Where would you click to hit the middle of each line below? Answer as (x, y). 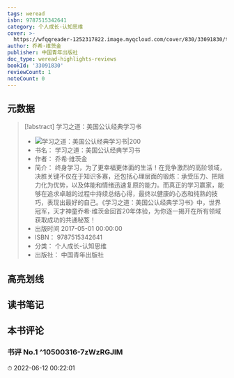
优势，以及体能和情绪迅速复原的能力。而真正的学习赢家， (135, 185)
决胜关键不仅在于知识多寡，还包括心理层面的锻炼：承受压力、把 (126, 176)
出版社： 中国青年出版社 (69, 255)
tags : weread (26, 14)
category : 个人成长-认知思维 (45, 27)
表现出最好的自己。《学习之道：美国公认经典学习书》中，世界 (134, 202)
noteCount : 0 (26, 78)
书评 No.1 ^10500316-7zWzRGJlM (65, 352)
